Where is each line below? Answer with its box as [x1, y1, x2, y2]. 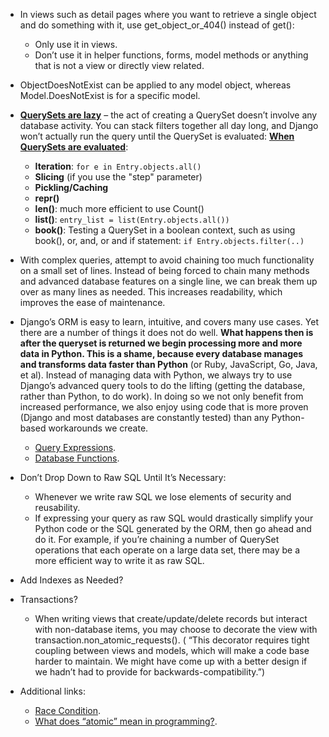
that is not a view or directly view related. [34, 60, 205, 71]
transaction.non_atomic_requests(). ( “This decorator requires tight [34, 634, 310, 646]
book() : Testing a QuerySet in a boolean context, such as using [34, 224, 296, 236]
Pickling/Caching [34, 182, 109, 193]
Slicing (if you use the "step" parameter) [34, 171, 203, 183]
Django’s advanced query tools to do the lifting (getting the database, [19, 380, 306, 391]
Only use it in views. [34, 39, 118, 50]
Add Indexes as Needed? [19, 574, 124, 586]
